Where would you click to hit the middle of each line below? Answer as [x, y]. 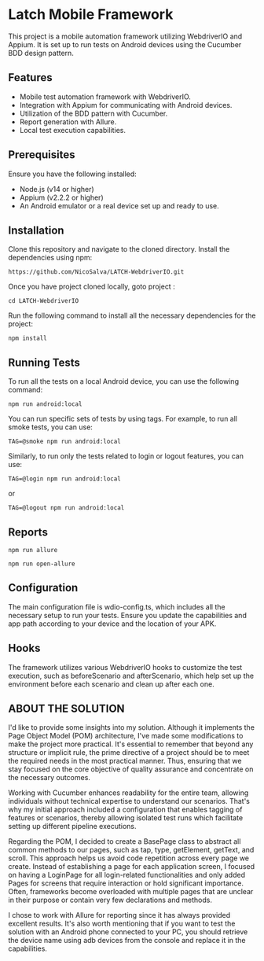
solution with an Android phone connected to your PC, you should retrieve [128, 932]
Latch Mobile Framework [91, 15]
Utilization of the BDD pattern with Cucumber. [93, 113]
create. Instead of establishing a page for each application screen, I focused [132, 867]
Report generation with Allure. [68, 122]
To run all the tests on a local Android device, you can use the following [124, 381]
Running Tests [44, 362]
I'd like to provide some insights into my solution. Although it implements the [132, 727]
